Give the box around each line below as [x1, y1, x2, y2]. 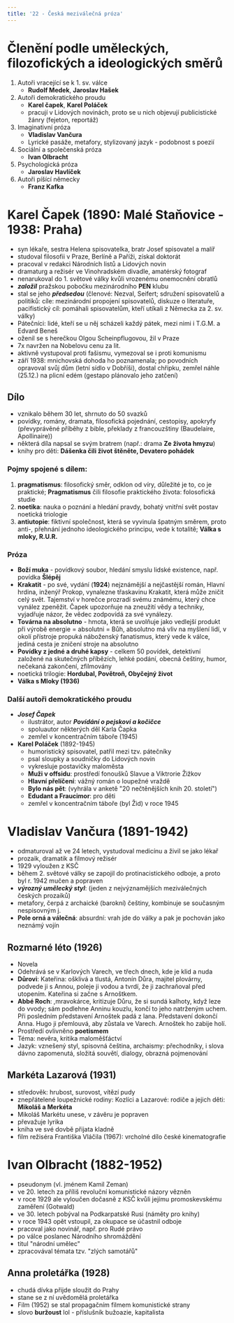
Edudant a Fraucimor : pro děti [27, 792, 116, 800]
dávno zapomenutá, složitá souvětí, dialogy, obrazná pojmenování [17, 1049, 208, 1057]
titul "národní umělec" [17, 1239, 80, 1248]
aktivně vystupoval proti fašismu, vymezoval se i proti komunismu [17, 349, 207, 357]
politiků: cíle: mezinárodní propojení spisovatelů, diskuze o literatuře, [17, 296, 215, 305]
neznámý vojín [17, 921, 59, 930]
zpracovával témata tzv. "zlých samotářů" [17, 1247, 138, 1255]
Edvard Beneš [17, 326, 58, 335]
